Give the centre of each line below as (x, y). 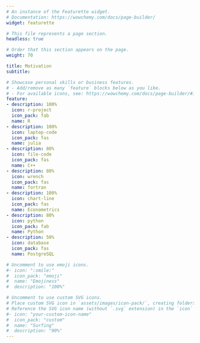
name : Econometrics (36, 210)
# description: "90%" (34, 331)
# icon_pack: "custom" (36, 320)
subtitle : (18, 71)
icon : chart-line (33, 199)
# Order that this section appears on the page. (68, 50)
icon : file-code (32, 155)
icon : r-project (32, 110)
